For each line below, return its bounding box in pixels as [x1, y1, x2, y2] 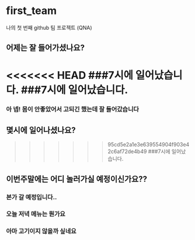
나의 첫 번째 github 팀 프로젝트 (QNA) [6, 24, 92, 31]
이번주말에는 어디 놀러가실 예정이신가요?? [6, 174, 148, 184]
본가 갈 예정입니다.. [6, 193, 57, 201]
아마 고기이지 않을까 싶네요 [6, 227, 77, 235]
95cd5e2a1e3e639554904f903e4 [107, 141, 190, 148]
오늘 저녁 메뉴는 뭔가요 [6, 210, 66, 218]
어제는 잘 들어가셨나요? [6, 43, 85, 53]
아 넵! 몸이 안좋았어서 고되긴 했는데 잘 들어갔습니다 [6, 105, 139, 113]
